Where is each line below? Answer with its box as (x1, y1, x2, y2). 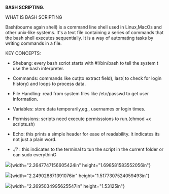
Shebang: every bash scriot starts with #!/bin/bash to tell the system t (12, 60, 159, 66)
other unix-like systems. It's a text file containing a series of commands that (5, 30, 164, 35)
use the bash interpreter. (12, 66, 64, 71)
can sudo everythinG (12, 152, 57, 157)
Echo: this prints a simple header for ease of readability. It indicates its (12, 131, 160, 137)
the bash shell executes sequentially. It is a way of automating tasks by (5, 35, 154, 41)
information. (12, 96, 38, 102)
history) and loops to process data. (12, 81, 86, 87)
